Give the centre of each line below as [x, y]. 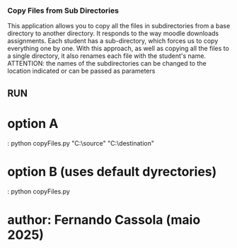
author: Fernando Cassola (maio [104, 219]
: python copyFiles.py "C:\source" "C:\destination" [81, 143]
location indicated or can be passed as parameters [81, 71]
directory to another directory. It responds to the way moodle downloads [113, 33]
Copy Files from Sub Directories [63, 11]
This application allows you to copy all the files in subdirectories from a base [119, 26]
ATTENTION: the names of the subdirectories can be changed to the [107, 64]
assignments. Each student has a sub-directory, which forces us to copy [113, 41]
